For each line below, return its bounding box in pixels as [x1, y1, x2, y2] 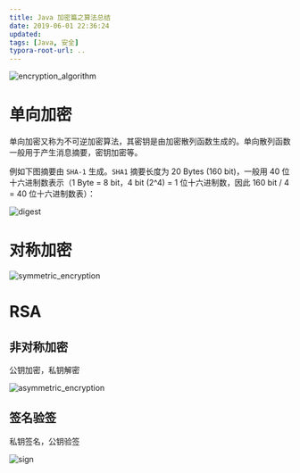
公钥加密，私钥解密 [9, 365, 80, 375]
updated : [9, 29, 42, 38]
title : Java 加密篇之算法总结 [9, 12, 112, 22]
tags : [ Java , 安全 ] [9, 37, 79, 47]
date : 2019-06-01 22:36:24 [9, 21, 110, 30]
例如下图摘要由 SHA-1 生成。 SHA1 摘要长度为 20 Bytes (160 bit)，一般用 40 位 [9, 166, 290, 177]
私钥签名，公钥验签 [9, 436, 80, 446]
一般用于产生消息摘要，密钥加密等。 [9, 147, 143, 158]
